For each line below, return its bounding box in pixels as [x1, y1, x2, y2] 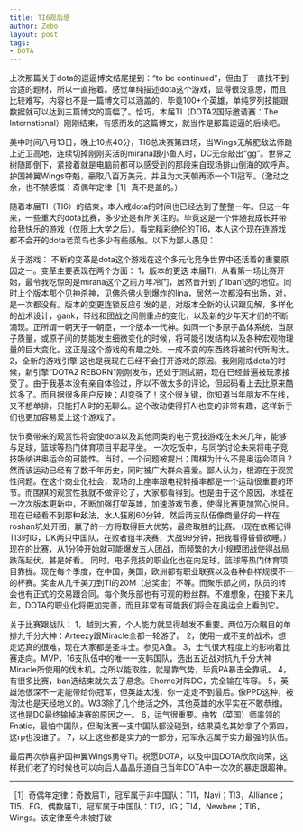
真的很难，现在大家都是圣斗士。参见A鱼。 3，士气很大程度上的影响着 [24, 642, 283, 653]
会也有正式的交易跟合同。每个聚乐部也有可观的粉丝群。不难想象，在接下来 [9, 589, 286, 599]
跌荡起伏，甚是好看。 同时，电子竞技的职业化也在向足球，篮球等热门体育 [9, 555, 280, 566]
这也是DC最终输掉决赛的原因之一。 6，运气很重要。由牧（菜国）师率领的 [9, 709, 281, 720]
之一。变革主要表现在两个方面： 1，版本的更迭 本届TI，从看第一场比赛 [16, 265, 278, 276]
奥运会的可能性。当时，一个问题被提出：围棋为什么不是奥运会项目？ [40, 453, 294, 464]
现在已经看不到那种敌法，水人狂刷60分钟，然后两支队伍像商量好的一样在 [9, 510, 280, 521]
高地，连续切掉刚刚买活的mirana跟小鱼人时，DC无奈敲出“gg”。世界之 [32, 148, 292, 159]
